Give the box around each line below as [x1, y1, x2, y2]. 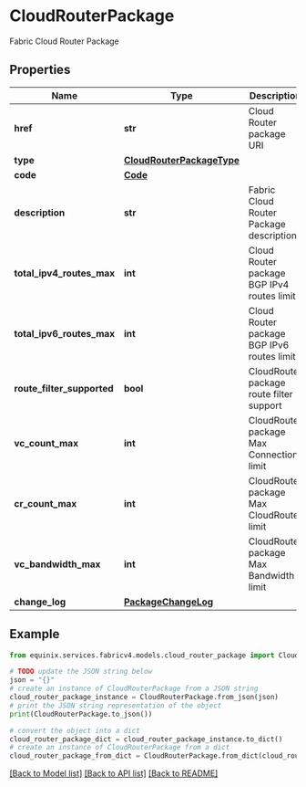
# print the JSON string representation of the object [9, 700, 222, 710]
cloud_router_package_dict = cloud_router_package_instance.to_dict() [9, 734, 283, 744]
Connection [248, 448, 299, 461]
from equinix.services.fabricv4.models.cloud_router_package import [9, 650, 275, 660]
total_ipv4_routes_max [14, 267, 116, 279]
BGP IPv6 [248, 339, 290, 352]
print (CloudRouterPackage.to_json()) [9, 709, 153, 719]
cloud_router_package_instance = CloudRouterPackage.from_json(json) [9, 693, 280, 702]
